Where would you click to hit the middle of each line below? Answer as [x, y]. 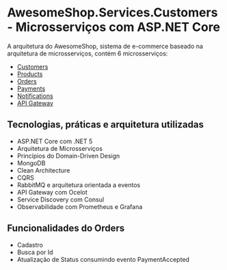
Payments [31, 88]
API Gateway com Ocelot [52, 192]
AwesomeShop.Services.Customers [112, 13]
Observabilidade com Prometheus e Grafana [80, 206]
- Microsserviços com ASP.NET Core [114, 27]
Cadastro [30, 245]
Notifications [35, 96]
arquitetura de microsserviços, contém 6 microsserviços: [88, 53]
